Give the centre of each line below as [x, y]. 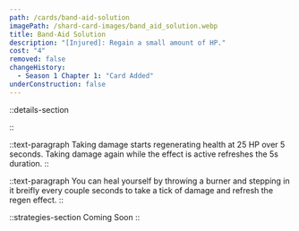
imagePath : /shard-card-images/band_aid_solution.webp [114, 26]
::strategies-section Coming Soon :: [75, 217]
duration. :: [29, 163]
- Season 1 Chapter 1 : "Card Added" [85, 76]
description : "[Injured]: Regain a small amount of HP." [118, 43]
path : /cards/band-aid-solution [69, 17]
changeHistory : [38, 68]
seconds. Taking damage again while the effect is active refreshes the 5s [144, 154]
